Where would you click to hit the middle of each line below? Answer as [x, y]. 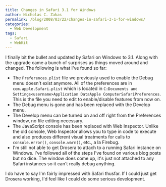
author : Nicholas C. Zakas [34, 15]
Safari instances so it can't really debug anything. [64, 163]
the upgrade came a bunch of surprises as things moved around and [76, 62]
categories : [18, 24]
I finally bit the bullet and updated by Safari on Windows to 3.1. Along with [81, 57]
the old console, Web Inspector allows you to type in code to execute [84, 131]
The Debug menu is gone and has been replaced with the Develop [81, 105]
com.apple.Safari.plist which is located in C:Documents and [75, 88]
